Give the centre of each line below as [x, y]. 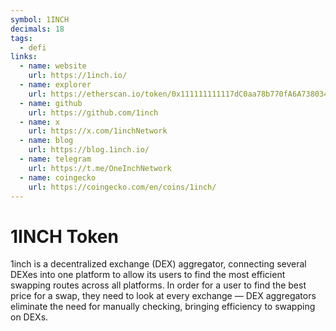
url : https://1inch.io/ [78, 76]
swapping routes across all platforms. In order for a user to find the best [158, 285]
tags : [21, 38]
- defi [33, 47]
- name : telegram [55, 159]
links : [24, 57]
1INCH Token [64, 236]
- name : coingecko [58, 177]
